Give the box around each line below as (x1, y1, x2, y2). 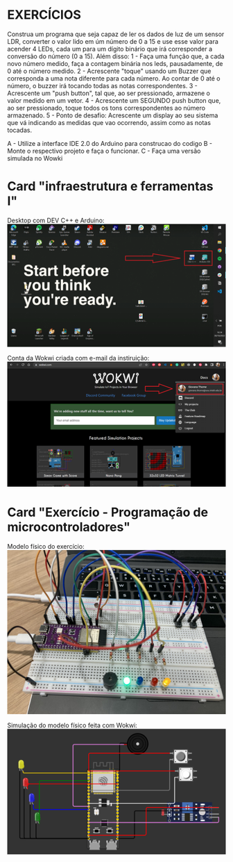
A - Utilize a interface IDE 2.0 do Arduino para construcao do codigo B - (7, 139, 213, 147)
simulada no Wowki (7, 154, 63, 163)
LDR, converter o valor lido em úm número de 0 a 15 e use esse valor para (7, 37, 218, 45)
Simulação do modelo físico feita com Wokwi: (7, 721, 137, 729)
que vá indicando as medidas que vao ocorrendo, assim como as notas (7, 118, 212, 126)
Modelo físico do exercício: (7, 542, 85, 551)
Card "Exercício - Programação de (7, 504, 209, 520)
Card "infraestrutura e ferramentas (7, 179, 214, 194)
